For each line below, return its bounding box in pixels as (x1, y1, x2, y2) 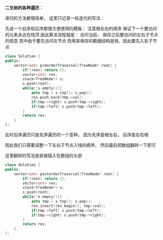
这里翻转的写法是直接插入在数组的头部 (5, 153, 82, 159)
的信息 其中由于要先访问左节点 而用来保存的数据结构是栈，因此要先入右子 (5, 38, 153, 44)
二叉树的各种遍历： (5, 5, 44, 10)
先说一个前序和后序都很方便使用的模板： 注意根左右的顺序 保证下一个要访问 (5, 26, 157, 31)
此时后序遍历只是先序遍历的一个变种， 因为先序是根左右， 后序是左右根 (5, 132, 149, 137)
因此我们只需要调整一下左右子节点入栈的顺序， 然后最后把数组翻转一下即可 (5, 142, 156, 148)
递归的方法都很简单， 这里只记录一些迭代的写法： (5, 15, 105, 21)
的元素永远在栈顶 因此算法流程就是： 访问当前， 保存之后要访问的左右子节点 (5, 32, 159, 37)
